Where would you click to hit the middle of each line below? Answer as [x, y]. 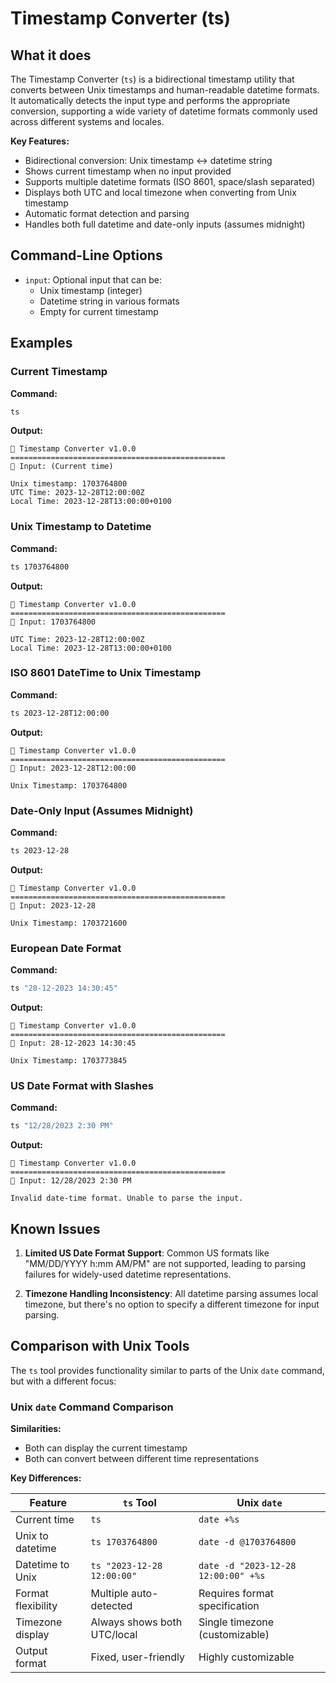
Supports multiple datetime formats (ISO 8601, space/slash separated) [170, 181]
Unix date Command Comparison [92, 1407]
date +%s [219, 1520]
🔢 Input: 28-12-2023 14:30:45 [73, 1043]
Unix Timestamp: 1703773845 [69, 1061]
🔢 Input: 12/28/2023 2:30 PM [71, 1181]
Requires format [236, 1594]
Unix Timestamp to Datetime [81, 527]
